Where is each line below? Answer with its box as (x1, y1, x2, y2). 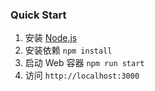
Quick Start (10, 8, 67, 22)
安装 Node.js (24, 32, 78, 44)
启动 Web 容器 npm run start (24, 57, 145, 69)
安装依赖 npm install (24, 44, 113, 57)
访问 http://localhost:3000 (24, 69, 140, 82)
